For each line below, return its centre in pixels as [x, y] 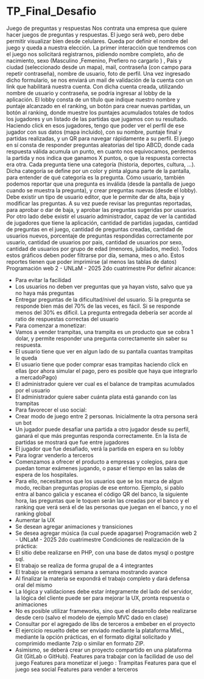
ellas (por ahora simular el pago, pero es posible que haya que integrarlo [106, 371]
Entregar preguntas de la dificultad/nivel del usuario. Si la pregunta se [103, 299]
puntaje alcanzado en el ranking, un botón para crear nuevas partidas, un [98, 106]
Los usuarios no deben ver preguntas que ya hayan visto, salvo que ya [104, 286]
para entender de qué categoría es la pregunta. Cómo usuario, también [96, 177]
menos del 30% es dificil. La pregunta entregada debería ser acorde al [104, 312]
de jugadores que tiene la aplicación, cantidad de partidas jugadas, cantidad [102, 223]
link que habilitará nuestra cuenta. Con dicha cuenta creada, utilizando [95, 86]
